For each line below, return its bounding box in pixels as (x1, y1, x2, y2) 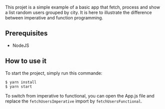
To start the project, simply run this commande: (5, 70, 103, 76)
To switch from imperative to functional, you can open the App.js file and (5, 93, 155, 99)
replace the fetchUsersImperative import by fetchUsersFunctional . (5, 98, 143, 104)
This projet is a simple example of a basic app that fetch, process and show (5, 4, 161, 10)
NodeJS (12, 42, 29, 48)
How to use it (5, 57, 47, 65)
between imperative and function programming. (5, 15, 103, 20)
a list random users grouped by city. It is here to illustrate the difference (5, 9, 152, 15)
